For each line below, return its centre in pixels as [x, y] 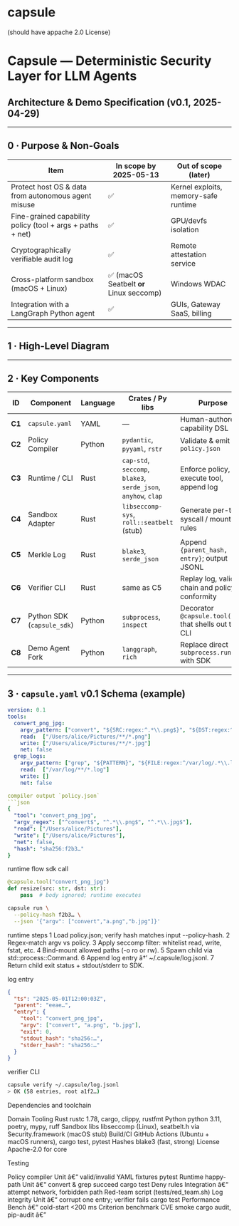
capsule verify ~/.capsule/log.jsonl [63, 1085]
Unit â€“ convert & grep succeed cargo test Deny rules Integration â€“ [126, 1185]
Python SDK [48, 616]
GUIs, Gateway [195, 304]
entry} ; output [204, 559]
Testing [18, 1163]
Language [98, 403]
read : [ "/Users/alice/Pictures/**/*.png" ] [86, 737]
